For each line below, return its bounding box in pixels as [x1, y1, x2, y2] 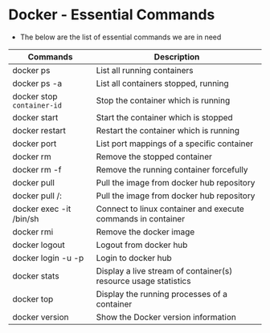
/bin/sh [12, 213, 39, 224]
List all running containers [96, 64, 194, 75]
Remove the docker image [96, 226, 195, 238]
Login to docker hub [96, 252, 173, 263]
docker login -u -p [12, 252, 84, 263]
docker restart [12, 124, 66, 136]
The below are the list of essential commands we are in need [19, 32, 222, 42]
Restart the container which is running [96, 124, 239, 136]
